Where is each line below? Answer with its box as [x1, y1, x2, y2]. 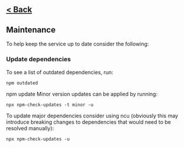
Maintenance [6, 25, 56, 35]
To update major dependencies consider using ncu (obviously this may [6, 112, 179, 119]
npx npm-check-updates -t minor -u [6, 101, 94, 108]
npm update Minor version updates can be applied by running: [6, 90, 158, 97]
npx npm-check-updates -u [6, 136, 70, 142]
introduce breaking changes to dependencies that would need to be [6, 118, 171, 126]
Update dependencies [6, 55, 71, 64]
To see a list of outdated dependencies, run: [6, 68, 114, 75]
